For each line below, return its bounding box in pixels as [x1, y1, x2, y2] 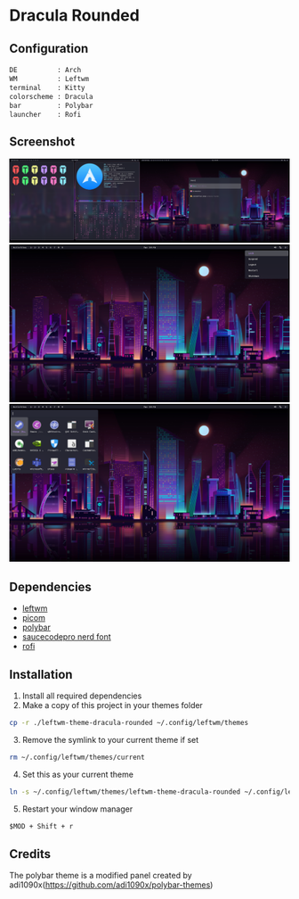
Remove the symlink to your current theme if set [21, 734, 199, 745]
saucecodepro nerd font [21, 631, 111, 642]
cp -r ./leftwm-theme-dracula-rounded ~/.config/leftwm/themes [9, 719, 249, 728]
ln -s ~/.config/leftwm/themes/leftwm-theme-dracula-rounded [9, 787, 241, 796]
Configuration [9, 41, 89, 56]
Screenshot [9, 135, 76, 150]
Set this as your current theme [21, 769, 133, 779]
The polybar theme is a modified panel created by [9, 870, 193, 881]
